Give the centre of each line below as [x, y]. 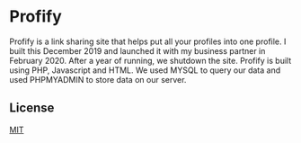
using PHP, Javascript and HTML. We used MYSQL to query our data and [145, 70]
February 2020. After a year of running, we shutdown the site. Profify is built [150, 60]
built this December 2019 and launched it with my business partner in [137, 50]
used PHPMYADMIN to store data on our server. [98, 79]
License [32, 108]
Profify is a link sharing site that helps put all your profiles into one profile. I [148, 41]
